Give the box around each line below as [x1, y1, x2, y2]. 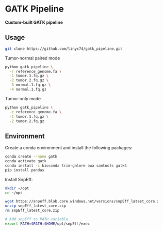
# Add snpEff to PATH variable [5, 217, 68, 222]
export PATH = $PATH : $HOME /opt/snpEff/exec [5, 221, 90, 226]
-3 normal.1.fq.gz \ [9, 82, 51, 88]
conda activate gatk [5, 159, 47, 164]
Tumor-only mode [5, 95, 41, 101]
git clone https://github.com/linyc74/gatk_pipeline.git [5, 46, 123, 51]
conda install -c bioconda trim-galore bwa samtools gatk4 [5, 163, 127, 168]
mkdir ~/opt [5, 185, 29, 191]
